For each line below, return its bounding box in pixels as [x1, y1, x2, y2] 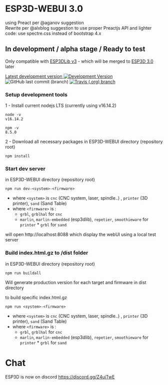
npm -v [5, 125, 19, 131]
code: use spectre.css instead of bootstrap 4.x [5, 30, 101, 36]
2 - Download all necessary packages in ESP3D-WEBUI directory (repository [5, 139, 163, 145]
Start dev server [5, 165, 46, 172]
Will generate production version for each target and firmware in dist [5, 279, 146, 285]
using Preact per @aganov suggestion [5, 20, 84, 26]
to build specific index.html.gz [5, 294, 67, 300]
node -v [5, 112, 21, 117]
